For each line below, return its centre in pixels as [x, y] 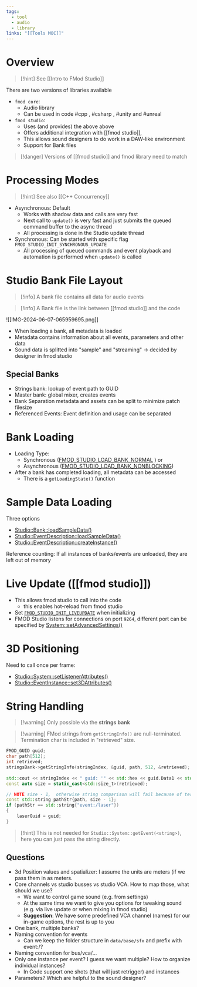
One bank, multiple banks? [47, 928]
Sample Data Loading [59, 502]
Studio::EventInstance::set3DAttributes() [63, 683]
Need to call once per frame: [41, 665]
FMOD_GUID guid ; [26, 751]
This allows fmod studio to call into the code [68, 600]
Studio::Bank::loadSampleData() [53, 530]
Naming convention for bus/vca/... [56, 953]
